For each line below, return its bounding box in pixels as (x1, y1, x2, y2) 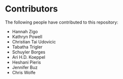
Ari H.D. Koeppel (12, 54, 46, 60)
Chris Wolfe (12, 69, 36, 75)
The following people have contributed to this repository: (5, 19, 119, 25)
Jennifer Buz (12, 64, 38, 70)
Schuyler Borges (12, 49, 46, 55)
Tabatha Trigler (12, 44, 43, 50)
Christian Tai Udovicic (12, 39, 56, 44)
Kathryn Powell (12, 34, 43, 39)
